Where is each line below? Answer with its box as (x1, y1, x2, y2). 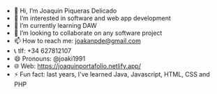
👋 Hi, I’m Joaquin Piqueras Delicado (13, 7, 117, 15)
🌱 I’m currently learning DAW (13, 22, 98, 29)
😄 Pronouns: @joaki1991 (13, 54, 86, 63)
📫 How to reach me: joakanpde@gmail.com (13, 37, 141, 45)
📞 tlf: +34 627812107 (13, 47, 72, 55)
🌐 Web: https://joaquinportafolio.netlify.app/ (13, 62, 142, 70)
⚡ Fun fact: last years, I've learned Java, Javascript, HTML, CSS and (13, 70, 211, 78)
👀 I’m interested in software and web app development (13, 14, 171, 22)
